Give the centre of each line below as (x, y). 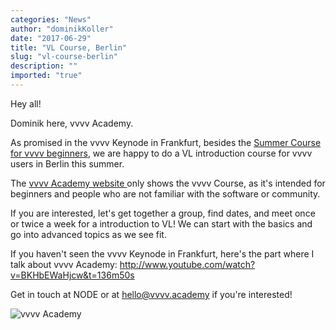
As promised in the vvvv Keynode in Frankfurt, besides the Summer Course (166, 142)
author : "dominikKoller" (62, 29)
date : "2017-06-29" (51, 38)
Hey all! (26, 103)
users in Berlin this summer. (67, 163)
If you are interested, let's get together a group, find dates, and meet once (163, 213)
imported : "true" (46, 76)
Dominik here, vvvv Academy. (72, 123)
